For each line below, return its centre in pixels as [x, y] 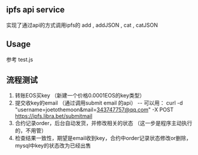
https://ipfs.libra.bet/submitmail [54, 116]
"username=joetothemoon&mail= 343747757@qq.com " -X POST [94, 110]
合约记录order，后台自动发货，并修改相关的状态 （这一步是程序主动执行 [103, 123]
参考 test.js [20, 59]
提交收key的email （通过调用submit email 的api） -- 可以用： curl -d [99, 103]
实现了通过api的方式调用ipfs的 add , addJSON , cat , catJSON [82, 25]
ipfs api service [36, 10]
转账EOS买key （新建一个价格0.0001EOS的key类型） [80, 96]
